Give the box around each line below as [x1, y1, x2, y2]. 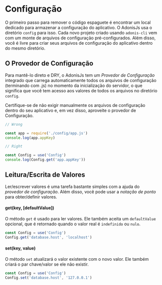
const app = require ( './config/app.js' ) [5, 131, 88, 135]
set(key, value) [5, 245, 36, 251]
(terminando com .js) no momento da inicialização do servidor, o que [5, 83, 143, 88]
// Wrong [5, 122, 23, 127]
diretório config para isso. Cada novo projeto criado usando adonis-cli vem [5, 30, 158, 35]
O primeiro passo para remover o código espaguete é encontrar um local [5, 19, 151, 25]
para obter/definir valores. [5, 194, 57, 200]
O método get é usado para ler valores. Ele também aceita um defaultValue [5, 216, 156, 222]
